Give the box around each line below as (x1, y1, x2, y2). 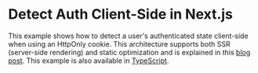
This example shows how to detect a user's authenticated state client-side (8, 31, 249, 40)
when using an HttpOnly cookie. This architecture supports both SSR (8, 39, 231, 48)
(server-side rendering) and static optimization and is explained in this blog (8, 47, 251, 57)
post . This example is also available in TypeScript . (8, 56, 169, 65)
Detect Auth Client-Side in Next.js (8, 5, 234, 23)
